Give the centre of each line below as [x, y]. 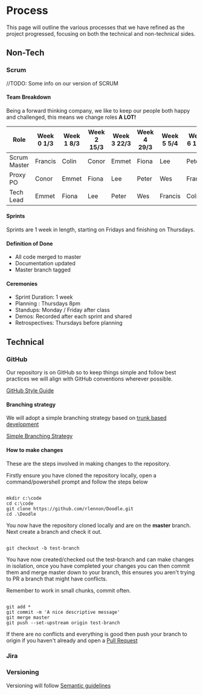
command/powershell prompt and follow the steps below [77, 482]
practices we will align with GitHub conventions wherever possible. [90, 379]
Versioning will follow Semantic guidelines [59, 685]
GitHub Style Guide [30, 391]
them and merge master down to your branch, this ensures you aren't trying [101, 572]
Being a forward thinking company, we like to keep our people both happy [98, 110]
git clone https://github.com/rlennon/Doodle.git [70, 509]
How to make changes [35, 450]
